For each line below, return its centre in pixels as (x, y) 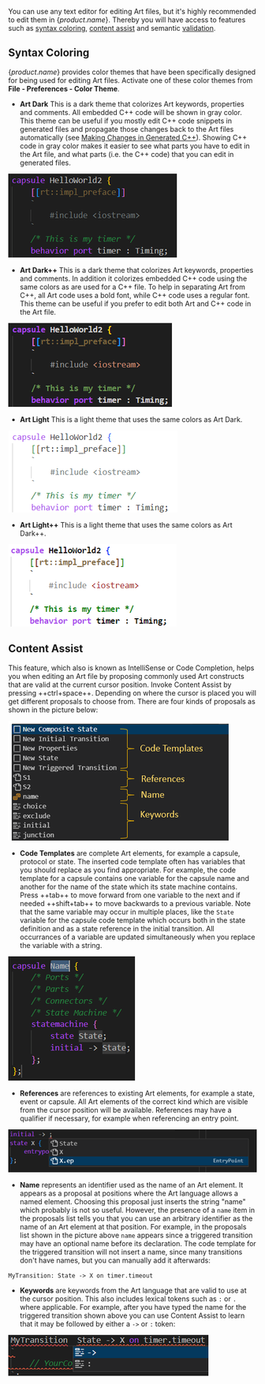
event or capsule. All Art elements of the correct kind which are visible (134, 1101)
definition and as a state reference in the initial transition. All (117, 928)
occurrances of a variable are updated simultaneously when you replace (137, 937)
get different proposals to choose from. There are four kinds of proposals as (132, 701)
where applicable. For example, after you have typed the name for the (133, 1308)
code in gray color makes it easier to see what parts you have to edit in (134, 146)
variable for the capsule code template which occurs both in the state (132, 920)
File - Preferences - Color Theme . (64, 88)
